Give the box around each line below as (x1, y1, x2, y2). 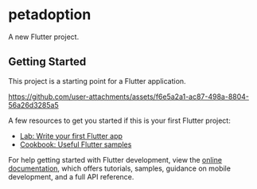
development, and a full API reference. (8, 171, 134, 181)
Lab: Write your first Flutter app (19, 131, 123, 140)
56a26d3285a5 (8, 100, 59, 109)
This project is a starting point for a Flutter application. (8, 76, 186, 85)
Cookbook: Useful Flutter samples (19, 140, 132, 149)
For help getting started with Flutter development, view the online (8, 155, 223, 164)
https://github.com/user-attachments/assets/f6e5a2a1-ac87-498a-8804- (8, 92, 249, 101)
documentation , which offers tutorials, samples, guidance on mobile (8, 163, 231, 173)
